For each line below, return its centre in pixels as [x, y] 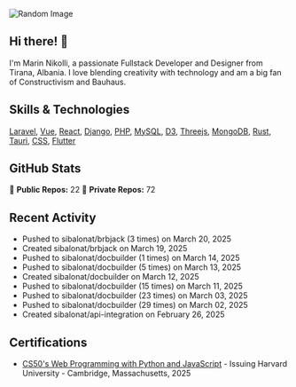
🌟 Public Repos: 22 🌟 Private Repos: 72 [82, 190]
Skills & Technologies [70, 110]
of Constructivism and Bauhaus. [68, 82]
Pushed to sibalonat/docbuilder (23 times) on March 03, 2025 [135, 296]
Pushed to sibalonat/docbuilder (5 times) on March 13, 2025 [132, 267]
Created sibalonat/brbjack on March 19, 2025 [105, 249]
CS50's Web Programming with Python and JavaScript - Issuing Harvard [155, 364]
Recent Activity [53, 217]
